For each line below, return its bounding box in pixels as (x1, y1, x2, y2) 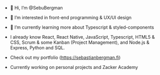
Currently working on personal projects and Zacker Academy (10, 64, 138, 70)
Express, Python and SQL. (10, 45, 65, 50)
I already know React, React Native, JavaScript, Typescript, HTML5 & (10, 34, 155, 40)
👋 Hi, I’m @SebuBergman (10, 5, 63, 11)
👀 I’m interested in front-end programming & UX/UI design (10, 15, 132, 20)
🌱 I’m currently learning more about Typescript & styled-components (10, 24, 154, 30)
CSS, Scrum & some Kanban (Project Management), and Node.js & (10, 39, 150, 45)
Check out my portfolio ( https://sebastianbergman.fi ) (10, 54, 121, 60)
